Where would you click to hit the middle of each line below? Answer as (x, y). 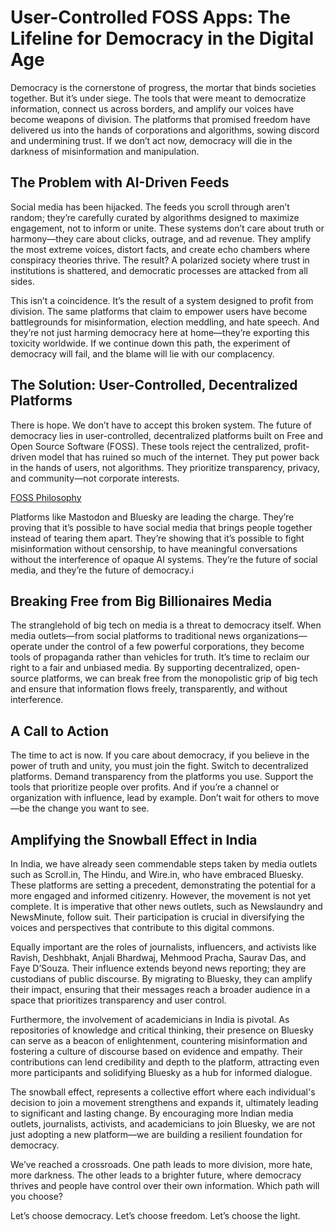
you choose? (36, 1196)
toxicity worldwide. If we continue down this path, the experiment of (150, 343)
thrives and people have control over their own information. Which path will (165, 1185)
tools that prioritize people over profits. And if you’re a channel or (145, 787)
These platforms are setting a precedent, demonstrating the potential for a (163, 885)
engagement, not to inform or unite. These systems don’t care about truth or (167, 228)
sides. (22, 281)
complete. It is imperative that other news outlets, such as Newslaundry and (166, 906)
